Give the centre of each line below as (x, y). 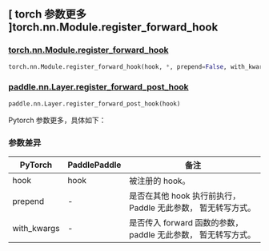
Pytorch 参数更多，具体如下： (57, 120)
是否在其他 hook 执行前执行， (185, 196)
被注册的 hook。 (160, 181)
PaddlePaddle (94, 165)
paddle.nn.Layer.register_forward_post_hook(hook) (94, 104)
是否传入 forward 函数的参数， (186, 223)
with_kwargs (36, 229)
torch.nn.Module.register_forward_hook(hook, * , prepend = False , (118, 66)
